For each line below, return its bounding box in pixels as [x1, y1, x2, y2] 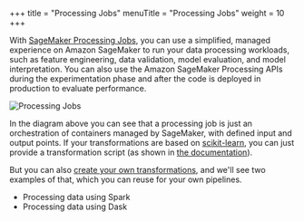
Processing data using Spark [22, 192, 131, 202]
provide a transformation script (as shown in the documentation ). [9, 147, 253, 158]
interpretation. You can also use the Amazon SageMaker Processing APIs [9, 63, 283, 74]
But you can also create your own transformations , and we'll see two [9, 165, 266, 175]
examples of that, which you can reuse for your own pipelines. [9, 174, 242, 185]
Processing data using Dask [22, 201, 128, 212]
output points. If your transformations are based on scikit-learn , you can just [9, 138, 295, 148]
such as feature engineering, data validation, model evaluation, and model [9, 54, 286, 64]
